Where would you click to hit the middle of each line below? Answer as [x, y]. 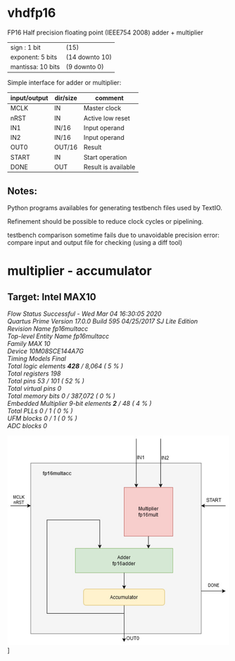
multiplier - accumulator [80, 271]
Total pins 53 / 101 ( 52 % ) [46, 381]
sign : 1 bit [25, 47]
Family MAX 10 [29, 344]
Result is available [109, 167]
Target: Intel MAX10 [52, 297]
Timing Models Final [37, 359]
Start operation [105, 157]
